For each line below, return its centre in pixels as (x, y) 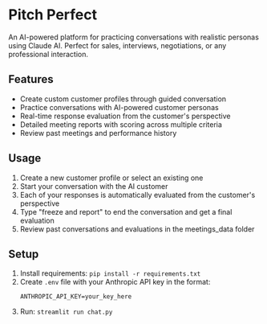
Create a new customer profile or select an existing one (111, 178)
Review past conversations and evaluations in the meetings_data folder (137, 229)
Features (31, 79)
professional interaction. (49, 54)
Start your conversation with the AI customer (94, 186)
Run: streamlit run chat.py (66, 312)
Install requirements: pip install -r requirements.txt (110, 273)
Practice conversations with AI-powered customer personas (119, 107)
